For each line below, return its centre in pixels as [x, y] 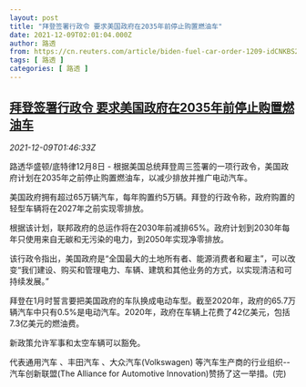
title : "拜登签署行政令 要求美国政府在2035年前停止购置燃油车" [116, 26]
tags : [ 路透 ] [37, 60]
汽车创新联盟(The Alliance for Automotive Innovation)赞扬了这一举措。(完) [148, 373]
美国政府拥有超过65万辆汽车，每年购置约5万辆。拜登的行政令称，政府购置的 [153, 197]
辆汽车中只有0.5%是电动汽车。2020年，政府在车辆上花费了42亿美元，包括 [150, 311]
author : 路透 [33, 43]
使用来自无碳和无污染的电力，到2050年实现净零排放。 [127, 239]
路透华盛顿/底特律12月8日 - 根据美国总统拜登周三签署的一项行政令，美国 [145, 166]
